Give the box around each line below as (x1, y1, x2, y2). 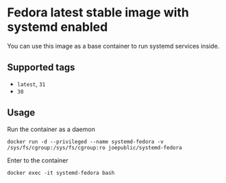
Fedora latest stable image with (7, 5, 190, 20)
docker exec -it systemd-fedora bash (7, 169, 115, 176)
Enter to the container (7, 156, 68, 165)
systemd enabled (7, 19, 108, 35)
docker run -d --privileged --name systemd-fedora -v (7, 138, 164, 145)
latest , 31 (16, 80, 46, 88)
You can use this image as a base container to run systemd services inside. (7, 42, 220, 50)
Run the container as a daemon (7, 125, 96, 133)
